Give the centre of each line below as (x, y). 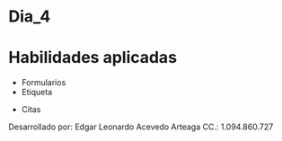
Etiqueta (37, 93)
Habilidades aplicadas (93, 58)
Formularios (44, 83)
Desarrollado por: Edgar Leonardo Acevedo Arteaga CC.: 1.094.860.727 (141, 127)
